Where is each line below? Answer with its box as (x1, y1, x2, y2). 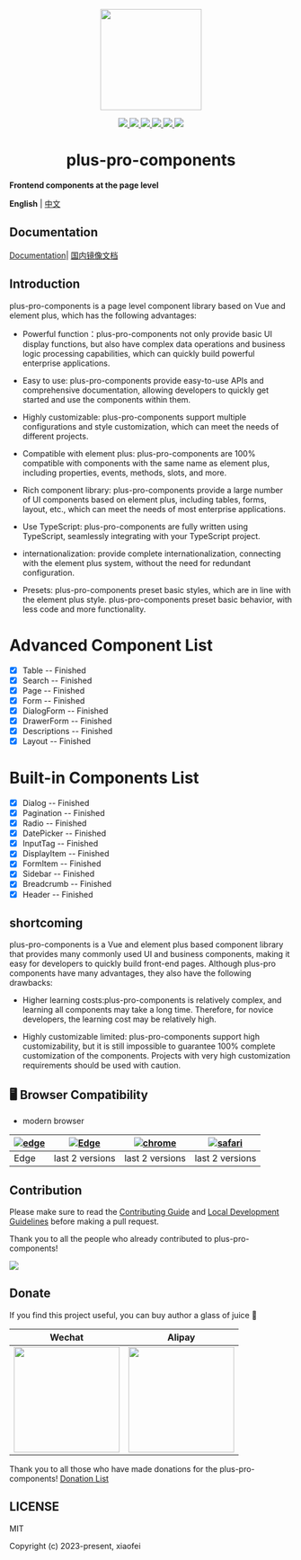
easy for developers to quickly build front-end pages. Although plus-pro (9, 958, 277, 970)
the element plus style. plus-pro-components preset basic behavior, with (22, 594, 293, 605)
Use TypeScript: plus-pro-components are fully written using (22, 521, 249, 532)
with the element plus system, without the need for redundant (22, 557, 252, 568)
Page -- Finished (22, 685, 85, 696)
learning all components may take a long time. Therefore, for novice (22, 1005, 274, 1015)
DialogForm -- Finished (22, 705, 109, 716)
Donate (9, 1286, 51, 1301)
